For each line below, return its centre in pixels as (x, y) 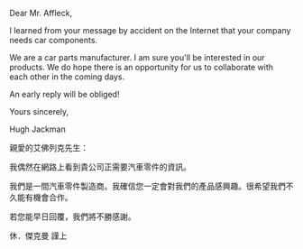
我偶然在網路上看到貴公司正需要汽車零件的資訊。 (100, 167)
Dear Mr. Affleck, (41, 13)
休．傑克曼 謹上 (38, 235)
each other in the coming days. (67, 77)
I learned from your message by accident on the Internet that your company (150, 30)
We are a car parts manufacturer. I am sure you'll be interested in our (137, 57)
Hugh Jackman (37, 129)
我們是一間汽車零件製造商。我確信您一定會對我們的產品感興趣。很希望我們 (147, 186)
